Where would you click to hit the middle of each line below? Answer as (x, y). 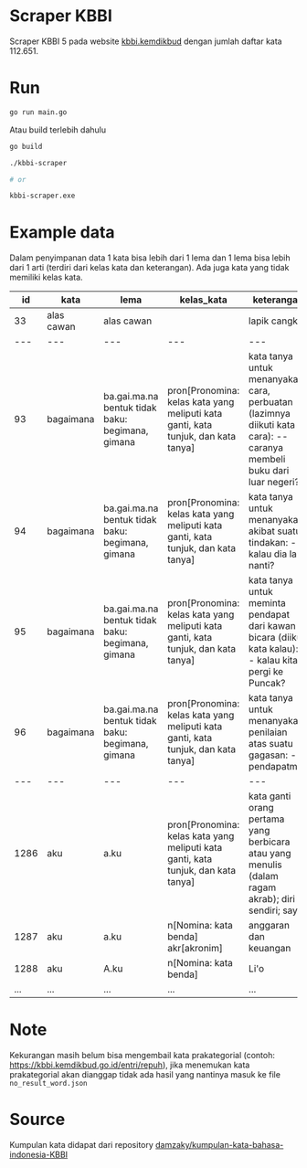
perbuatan (270, 402)
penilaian (268, 732)
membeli (267, 460)
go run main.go (38, 112)
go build (26, 146)
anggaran (269, 926)
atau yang (270, 854)
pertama (266, 819)
